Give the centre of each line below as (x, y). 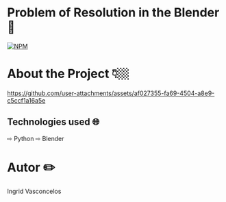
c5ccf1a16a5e (26, 100)
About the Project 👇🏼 (68, 74)
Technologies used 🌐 (53, 122)
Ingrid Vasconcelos (34, 191)
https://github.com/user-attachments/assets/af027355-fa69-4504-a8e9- (111, 93)
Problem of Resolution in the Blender (113, 13)
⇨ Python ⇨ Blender (36, 138)
